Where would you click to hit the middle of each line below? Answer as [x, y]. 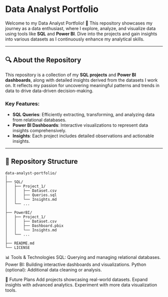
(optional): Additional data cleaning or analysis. [53, 269]
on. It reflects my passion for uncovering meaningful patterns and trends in [82, 85]
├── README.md [20, 243]
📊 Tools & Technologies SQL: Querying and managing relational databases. [83, 257]
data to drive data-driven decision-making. [49, 91]
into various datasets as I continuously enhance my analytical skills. [75, 39]
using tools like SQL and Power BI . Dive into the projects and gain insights [81, 34]
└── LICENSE [17, 247]
